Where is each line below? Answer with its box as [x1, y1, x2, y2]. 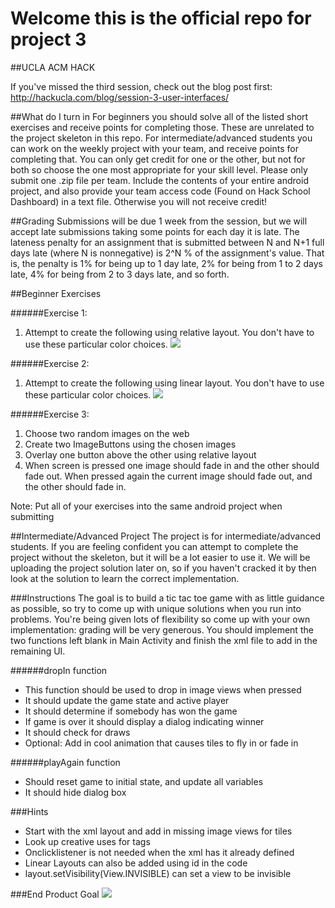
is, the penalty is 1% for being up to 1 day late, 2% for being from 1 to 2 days [10, 257, 323, 269]
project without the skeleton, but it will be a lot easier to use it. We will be [10, 551, 311, 563]
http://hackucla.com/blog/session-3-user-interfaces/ [10, 91, 230, 103]
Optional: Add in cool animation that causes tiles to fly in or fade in [24, 737, 299, 749]
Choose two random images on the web [24, 427, 190, 439]
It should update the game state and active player [24, 694, 230, 706]
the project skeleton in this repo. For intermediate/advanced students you [10, 132, 313, 144]
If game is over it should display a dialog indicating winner [24, 715, 265, 727]
